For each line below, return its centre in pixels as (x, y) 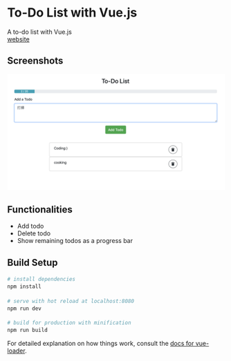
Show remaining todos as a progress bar (75, 241)
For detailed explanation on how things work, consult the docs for (101, 344)
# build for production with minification (69, 323)
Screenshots (35, 61)
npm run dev (24, 309)
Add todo (30, 226)
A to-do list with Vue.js (40, 32)
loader (16, 351)
